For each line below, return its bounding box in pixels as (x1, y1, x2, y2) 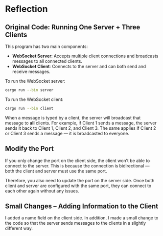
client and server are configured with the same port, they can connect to (5, 183, 152, 189)
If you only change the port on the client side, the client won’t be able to (5, 158, 150, 164)
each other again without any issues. (5, 188, 79, 194)
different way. (5, 225, 33, 231)
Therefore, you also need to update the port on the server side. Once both (5, 177, 155, 183)
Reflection (5, 3, 48, 15)
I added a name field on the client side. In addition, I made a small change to (5, 215, 159, 221)
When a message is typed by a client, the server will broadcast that (5, 115, 141, 120)
